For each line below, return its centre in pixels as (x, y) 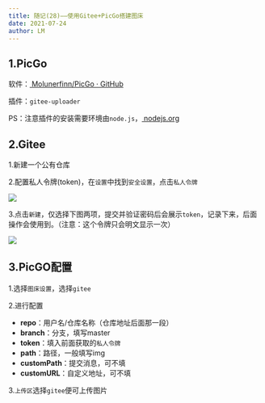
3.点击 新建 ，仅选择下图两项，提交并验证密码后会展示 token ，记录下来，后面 (132, 214)
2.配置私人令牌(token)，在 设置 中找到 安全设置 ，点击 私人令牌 (103, 182)
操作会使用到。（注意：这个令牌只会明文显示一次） (92, 224)
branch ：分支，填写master (65, 333)
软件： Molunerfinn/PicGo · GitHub (66, 84)
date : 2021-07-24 (38, 23)
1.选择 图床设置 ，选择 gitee (50, 288)
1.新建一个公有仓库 (39, 165)
